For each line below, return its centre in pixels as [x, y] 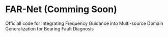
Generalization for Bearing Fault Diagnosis [50, 28]
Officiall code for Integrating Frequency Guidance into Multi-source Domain [85, 23]
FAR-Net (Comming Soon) [61, 9]
